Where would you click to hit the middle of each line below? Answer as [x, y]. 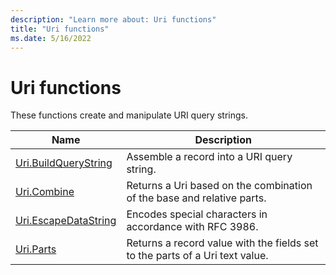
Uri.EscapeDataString [66, 221]
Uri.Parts [36, 249]
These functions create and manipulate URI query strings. [129, 115]
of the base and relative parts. [196, 198]
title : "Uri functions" [60, 29]
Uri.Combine [45, 192]
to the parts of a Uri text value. [197, 256]
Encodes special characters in [197, 214]
